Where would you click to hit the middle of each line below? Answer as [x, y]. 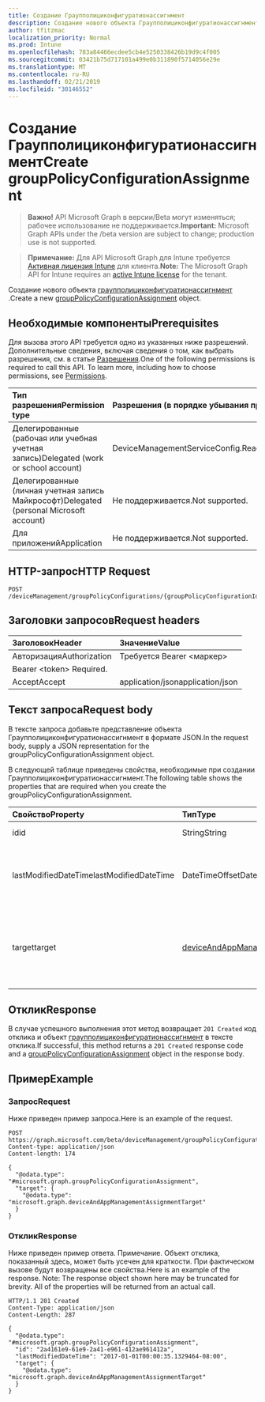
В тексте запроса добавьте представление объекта [95, 729]
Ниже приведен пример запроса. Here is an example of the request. [121, 1119]
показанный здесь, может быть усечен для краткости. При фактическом [131, 1261]
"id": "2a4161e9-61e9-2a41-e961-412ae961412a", [95, 1350]
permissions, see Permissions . [58, 376]
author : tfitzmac [37, 30]
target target [34, 947]
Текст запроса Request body [81, 710]
